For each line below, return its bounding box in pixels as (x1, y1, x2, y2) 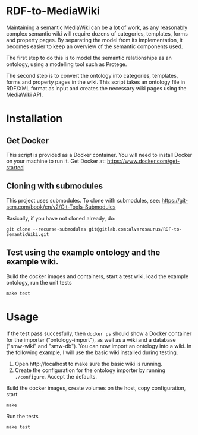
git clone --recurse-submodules (6, 226, 86, 232)
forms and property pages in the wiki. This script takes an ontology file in (6, 78, 186, 86)
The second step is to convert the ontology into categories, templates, (6, 72, 178, 79)
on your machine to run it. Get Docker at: (6, 157, 106, 165)
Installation (6, 112, 63, 125)
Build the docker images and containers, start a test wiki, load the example (6, 272, 189, 280)
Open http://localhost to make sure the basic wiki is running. (14, 360, 162, 367)
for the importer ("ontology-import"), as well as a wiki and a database (6, 336, 177, 343)
